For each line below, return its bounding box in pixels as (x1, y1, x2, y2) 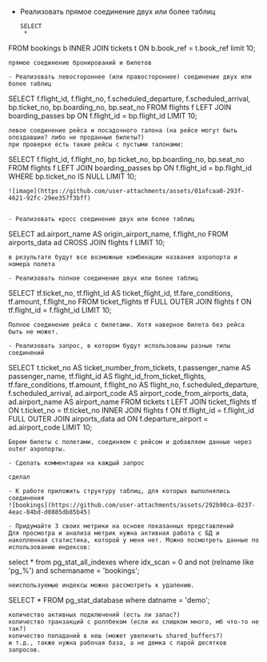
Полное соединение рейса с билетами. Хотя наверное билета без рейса (8, 321, 245, 329)
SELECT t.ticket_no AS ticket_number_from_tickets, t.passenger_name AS (8, 363, 251, 372)
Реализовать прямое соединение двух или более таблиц (19, 7, 216, 16)
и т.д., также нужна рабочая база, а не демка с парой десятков (8, 639, 227, 647)
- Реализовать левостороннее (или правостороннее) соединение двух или (8, 73, 252, 81)
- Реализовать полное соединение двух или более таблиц (8, 274, 198, 282)
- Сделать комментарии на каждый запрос (8, 459, 145, 467)
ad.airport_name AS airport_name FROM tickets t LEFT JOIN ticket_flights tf (8, 397, 257, 406)
